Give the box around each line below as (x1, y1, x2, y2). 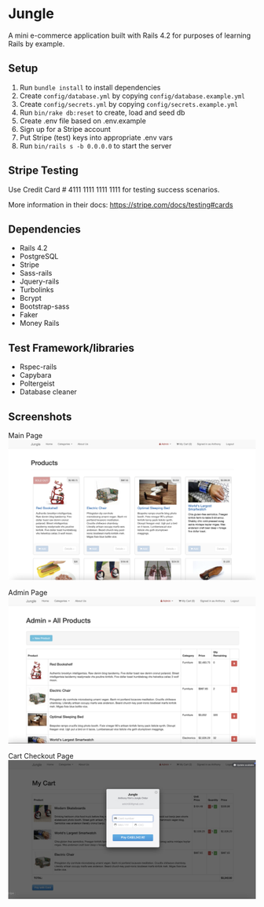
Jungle (8, 5, 55, 23)
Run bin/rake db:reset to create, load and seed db (19, 108, 185, 117)
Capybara (19, 371, 52, 380)
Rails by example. (8, 38, 65, 48)
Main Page (8, 431, 43, 440)
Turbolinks (19, 285, 54, 294)
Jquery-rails (19, 276, 60, 287)
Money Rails (19, 319, 60, 328)
